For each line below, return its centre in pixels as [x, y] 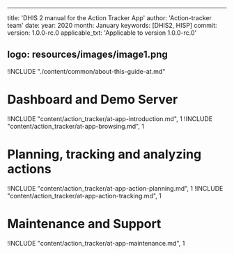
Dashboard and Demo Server [93, 100]
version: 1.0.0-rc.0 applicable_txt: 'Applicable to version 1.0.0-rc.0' [102, 33]
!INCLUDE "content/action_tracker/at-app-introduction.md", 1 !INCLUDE [110, 118]
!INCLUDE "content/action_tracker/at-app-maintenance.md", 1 [96, 243]
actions [29, 169]
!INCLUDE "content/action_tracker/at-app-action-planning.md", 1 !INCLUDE [115, 188]
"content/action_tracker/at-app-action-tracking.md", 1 [84, 196]
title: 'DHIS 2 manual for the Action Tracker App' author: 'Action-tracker [110, 18]
